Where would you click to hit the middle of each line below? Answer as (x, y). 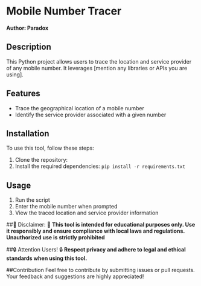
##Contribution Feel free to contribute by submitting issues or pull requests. (101, 270)
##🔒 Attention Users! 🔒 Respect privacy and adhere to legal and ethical (96, 250)
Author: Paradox (27, 28)
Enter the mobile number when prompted (66, 207)
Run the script (32, 200)
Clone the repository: (41, 160)
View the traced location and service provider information (87, 213)
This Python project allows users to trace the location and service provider (99, 61)
